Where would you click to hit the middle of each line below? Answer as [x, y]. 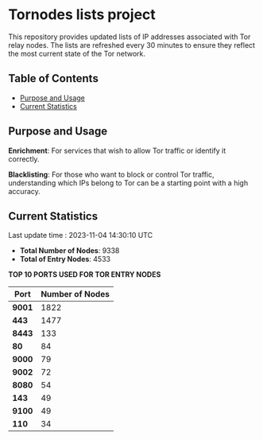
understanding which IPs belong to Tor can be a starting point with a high [128, 183]
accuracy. [25, 191]
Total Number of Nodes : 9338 [70, 251]
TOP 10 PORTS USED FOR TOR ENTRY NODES [85, 275]
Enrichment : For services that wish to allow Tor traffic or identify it [117, 150]
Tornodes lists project [82, 15]
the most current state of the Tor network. [77, 53]
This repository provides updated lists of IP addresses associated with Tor [130, 37]
